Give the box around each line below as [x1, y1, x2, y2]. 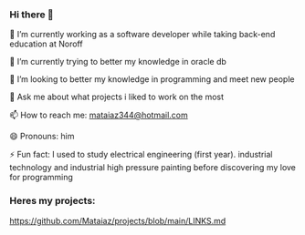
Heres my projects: [9, 195, 96, 208]
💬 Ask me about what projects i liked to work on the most [9, 91, 225, 103]
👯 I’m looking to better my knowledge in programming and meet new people [9, 74, 295, 85]
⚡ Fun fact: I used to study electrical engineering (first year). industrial [9, 149, 273, 160]
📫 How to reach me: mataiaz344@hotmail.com [9, 109, 189, 121]
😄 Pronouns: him [9, 131, 75, 142]
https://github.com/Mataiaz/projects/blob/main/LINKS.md [9, 215, 226, 226]
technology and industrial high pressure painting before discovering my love [9, 162, 297, 173]
